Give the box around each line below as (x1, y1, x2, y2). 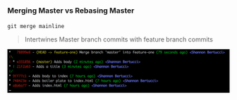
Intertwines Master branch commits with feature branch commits (24, 35, 214, 44)
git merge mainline (7, 23, 65, 30)
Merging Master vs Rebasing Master (7, 6, 135, 15)
